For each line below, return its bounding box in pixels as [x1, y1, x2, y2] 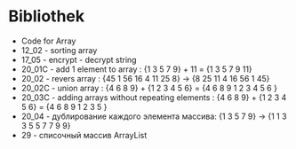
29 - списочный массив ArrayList [20, 129, 148, 140]
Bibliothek [8, 6, 85, 27]
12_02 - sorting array [20, 44, 98, 55]
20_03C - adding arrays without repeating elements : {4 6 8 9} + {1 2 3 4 [20, 91, 287, 103]
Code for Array [20, 35, 76, 46]
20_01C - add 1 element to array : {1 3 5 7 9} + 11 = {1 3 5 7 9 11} [20, 64, 252, 74]
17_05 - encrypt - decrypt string [20, 54, 137, 65]
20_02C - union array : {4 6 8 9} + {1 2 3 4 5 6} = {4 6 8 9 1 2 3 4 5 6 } [20, 82, 277, 93]
